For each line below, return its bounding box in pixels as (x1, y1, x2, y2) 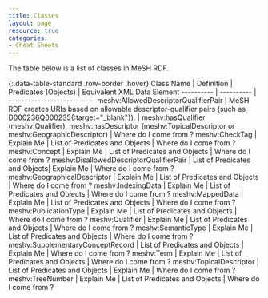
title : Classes (8, 11, 59, 20)
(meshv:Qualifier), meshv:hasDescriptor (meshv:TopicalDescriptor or (8, 121, 235, 131)
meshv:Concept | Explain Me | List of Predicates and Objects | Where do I (8, 147, 250, 157)
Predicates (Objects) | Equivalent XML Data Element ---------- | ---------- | (8, 87, 257, 97)
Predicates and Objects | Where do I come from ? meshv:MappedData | (8, 189, 244, 199)
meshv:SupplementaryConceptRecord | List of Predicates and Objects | (8, 240, 244, 250)
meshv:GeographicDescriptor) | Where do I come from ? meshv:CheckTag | (8, 129, 258, 140)
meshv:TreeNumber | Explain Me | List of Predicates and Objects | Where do (8, 274, 260, 284)
